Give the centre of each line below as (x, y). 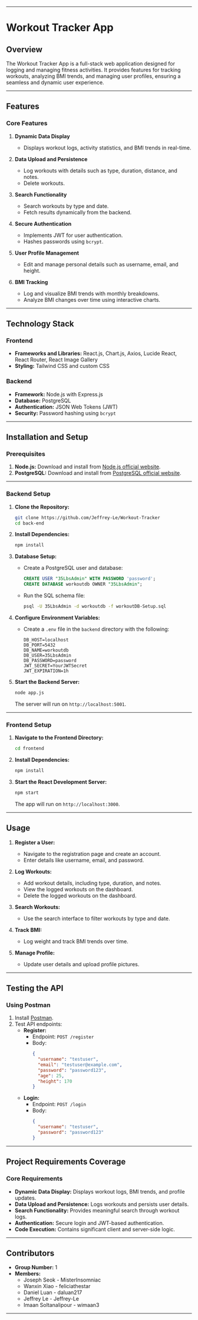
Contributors (30, 1253)
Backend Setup (29, 494)
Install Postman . (34, 1018)
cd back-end (29, 523)
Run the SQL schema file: (54, 596)
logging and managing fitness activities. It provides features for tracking (93, 70)
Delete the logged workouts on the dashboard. (80, 895)
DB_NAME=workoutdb (46, 650)
